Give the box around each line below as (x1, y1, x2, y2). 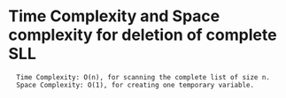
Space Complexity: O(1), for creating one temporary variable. (16, 80, 254, 89)
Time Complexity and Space (8, 6, 220, 26)
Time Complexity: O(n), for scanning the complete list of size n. (16, 72, 271, 81)
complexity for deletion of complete (8, 25, 277, 45)
